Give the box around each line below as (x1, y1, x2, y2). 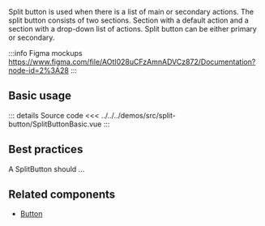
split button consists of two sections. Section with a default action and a (8, 15, 249, 25)
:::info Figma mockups (8, 49, 83, 58)
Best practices (8, 143, 83, 156)
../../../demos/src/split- (100, 110, 176, 120)
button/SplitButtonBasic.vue (8, 119, 102, 129)
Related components (8, 188, 116, 202)
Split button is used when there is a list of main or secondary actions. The (8, 7, 254, 16)
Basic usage (8, 89, 71, 103)
